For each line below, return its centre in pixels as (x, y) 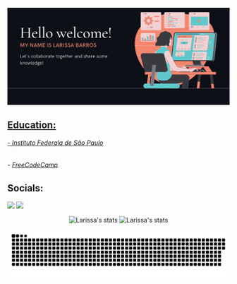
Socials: (25, 188)
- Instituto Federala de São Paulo (55, 143)
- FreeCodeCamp (33, 165)
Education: (32, 125)
